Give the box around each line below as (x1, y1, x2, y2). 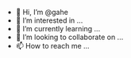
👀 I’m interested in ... (15, 16, 83, 25)
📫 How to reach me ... (15, 42, 90, 50)
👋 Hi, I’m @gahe (15, 8, 69, 16)
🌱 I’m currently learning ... (15, 24, 101, 33)
